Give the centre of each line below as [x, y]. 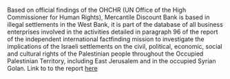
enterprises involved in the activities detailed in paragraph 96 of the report [113, 32]
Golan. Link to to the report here [52, 68]
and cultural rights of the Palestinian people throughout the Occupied [105, 54]
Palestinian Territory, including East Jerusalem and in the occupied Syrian [112, 61]
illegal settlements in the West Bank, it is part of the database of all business [115, 24]
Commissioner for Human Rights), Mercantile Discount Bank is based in [108, 17]
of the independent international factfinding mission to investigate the [106, 39]
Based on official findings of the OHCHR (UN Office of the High [97, 10]
